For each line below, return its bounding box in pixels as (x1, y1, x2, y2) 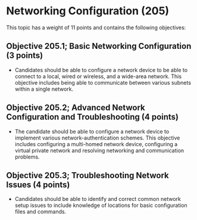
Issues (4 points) (6, 179, 70, 190)
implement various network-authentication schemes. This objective (14, 134, 180, 141)
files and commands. (14, 208, 67, 215)
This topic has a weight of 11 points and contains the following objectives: (6, 24, 186, 31)
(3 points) (6, 51, 43, 61)
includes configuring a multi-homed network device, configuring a (14, 140, 178, 147)
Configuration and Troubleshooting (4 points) (6, 112, 179, 122)
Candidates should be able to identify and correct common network (14, 196, 182, 203)
